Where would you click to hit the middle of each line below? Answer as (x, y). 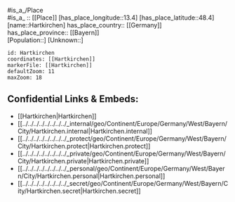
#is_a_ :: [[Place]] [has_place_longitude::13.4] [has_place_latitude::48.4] (111, 18)
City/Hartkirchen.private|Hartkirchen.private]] (83, 160)
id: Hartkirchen (31, 53)
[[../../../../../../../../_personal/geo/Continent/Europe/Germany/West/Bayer (121, 168)
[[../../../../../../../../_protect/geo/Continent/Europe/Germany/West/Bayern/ (122, 138)
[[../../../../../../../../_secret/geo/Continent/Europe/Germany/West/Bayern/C (123, 183)
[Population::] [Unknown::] (46, 40)
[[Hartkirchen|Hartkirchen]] (57, 116)
